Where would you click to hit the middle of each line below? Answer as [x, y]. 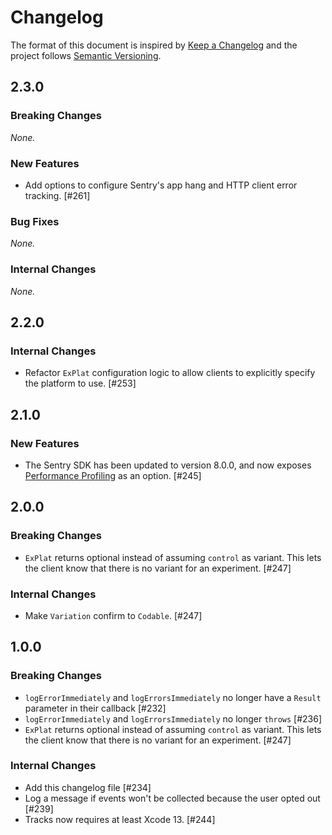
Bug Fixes [35, 221]
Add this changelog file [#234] [88, 787]
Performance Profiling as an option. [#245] [113, 475]
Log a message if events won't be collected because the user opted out [172, 798]
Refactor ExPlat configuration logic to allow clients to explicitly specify [170, 373]
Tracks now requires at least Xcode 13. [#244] [120, 819]
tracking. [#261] [57, 195]
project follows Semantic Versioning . [86, 55]
